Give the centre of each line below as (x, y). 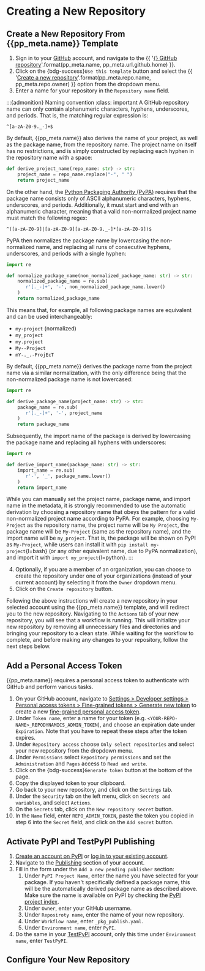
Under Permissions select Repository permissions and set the (93, 757)
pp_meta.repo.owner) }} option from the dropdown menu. (88, 84)
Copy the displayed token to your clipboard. (70, 783)
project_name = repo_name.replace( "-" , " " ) (75, 174)
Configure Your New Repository (68, 960)
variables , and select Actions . (53, 803)
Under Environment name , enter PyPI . (70, 928)
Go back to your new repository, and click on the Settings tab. (94, 790)
